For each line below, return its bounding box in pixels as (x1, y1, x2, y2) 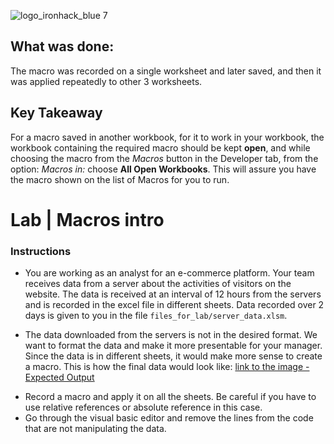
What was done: (10, 38, 115, 55)
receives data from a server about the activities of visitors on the (24, 278, 292, 290)
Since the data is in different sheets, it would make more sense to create (24, 350, 323, 362)
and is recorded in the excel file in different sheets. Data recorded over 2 (24, 299, 325, 311)
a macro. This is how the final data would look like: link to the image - (24, 361, 310, 373)
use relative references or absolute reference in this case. (24, 401, 263, 414)
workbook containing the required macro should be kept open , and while (10, 141, 311, 154)
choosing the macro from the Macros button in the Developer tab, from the (10, 152, 319, 164)
